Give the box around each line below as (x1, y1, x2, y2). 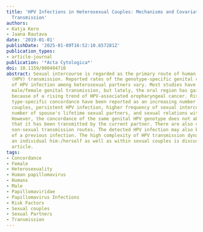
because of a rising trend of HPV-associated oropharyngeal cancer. (11, 93, 188, 99)
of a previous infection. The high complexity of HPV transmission (11, 132, 185, 139)
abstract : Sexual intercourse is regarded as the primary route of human (6, 71, 196, 77)
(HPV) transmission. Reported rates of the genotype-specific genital (11, 76, 193, 82)
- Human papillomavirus (6, 172, 66, 178)
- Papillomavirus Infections (6, 194, 80, 200)
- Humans (6, 178, 28, 184)
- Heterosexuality (6, 166, 53, 172)
